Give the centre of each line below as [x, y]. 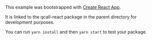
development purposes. [30, 22]
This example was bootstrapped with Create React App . [63, 7]
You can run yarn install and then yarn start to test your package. [76, 32]
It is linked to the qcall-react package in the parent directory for [71, 17]
